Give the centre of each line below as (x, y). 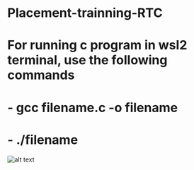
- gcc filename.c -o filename (93, 108)
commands (41, 75)
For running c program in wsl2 (97, 45)
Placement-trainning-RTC (85, 13)
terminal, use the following (87, 60)
